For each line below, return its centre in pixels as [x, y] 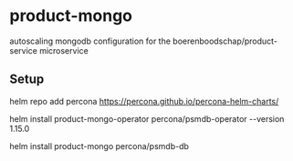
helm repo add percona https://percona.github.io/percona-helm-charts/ [144, 101]
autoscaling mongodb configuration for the [90, 41]
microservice [64, 50]
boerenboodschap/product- [225, 41]
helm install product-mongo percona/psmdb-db [99, 146]
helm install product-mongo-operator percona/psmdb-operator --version [147, 118]
